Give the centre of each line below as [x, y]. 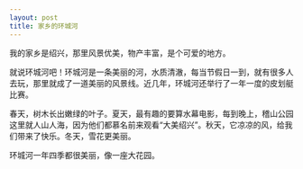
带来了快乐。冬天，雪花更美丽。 [76, 136]
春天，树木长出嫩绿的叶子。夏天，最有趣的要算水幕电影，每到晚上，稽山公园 [151, 113]
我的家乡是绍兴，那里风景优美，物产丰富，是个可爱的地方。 [120, 53]
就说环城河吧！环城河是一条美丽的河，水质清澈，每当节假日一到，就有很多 [147, 72]
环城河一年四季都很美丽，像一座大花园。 [84, 155]
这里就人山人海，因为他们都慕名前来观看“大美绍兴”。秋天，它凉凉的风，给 [147, 125]
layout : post [34, 18]
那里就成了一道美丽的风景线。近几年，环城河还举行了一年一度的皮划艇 [163, 83]
